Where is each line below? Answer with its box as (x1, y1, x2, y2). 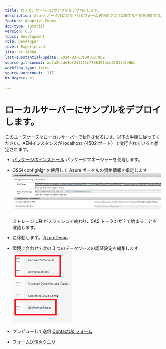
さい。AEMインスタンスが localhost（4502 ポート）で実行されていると (9, 140, 155, 146)
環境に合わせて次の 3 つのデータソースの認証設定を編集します (12, 245, 139, 251)
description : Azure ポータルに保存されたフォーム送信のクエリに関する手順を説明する (5, 13, 161, 18)
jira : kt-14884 (5, 49, 37, 54)
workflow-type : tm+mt (5, 65, 50, 70)
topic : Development (5, 34, 45, 39)
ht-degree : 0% (5, 76, 35, 81)
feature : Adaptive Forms (5, 18, 56, 23)
